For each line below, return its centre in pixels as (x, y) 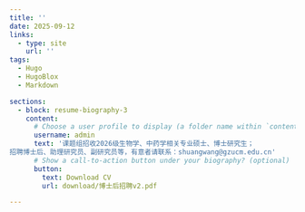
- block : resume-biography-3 (73, 110)
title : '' (28, 18)
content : (42, 119)
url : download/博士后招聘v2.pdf (99, 186)
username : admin (64, 135)
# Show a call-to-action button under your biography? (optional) (162, 160)
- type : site (42, 43)
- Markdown (38, 85)
